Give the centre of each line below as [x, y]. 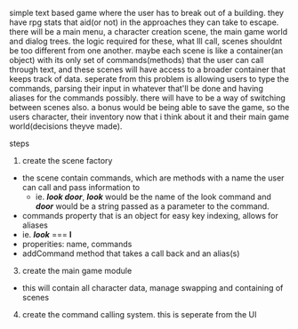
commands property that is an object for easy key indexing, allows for [150, 216]
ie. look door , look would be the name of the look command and [153, 197]
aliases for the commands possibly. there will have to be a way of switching [148, 98]
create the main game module [77, 271]
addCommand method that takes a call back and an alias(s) [131, 253]
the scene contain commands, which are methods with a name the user [153, 178]
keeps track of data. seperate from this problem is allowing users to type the [149, 79]
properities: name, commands [77, 244]
